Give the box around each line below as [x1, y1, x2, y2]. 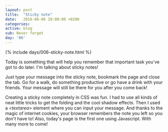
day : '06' [5, 36, 26, 41]
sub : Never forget [5, 31, 44, 36]
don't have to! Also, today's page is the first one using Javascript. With [5, 115, 151, 121]
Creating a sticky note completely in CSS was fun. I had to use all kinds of [5, 94, 158, 100]
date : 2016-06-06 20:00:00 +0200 [5, 17, 80, 22]
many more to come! [5, 121, 48, 127]
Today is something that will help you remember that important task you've [5, 59, 159, 65]
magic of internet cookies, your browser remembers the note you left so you [5, 110, 163, 116]
